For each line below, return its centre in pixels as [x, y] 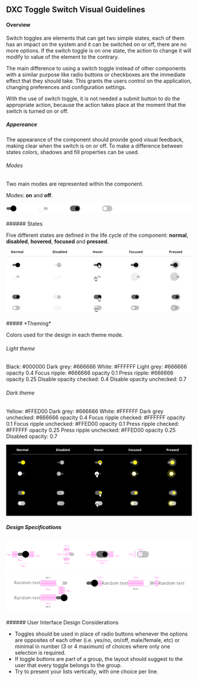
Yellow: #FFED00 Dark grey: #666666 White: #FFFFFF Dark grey [85, 411]
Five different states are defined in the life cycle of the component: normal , [97, 235]
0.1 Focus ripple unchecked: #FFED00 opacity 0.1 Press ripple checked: [93, 423]
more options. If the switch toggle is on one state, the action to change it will [99, 50]
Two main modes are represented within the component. [75, 184]
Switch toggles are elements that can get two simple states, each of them [95, 38]
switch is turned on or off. [37, 111]
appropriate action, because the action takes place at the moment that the [96, 105]
